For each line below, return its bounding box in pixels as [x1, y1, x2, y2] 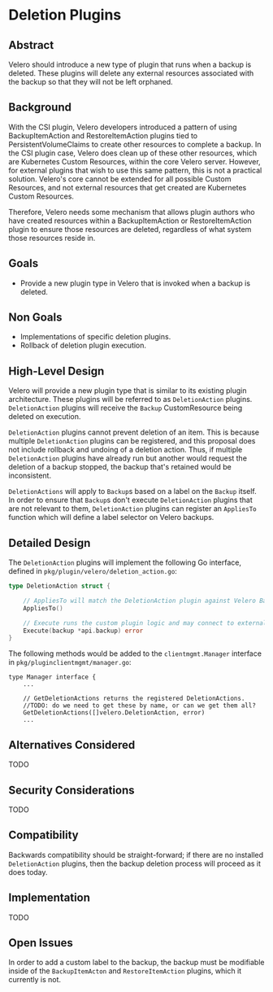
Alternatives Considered [8, 738, 136, 752]
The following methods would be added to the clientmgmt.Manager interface [8, 649, 262, 658]
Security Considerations [8, 783, 136, 797]
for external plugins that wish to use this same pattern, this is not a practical [8, 165, 262, 175]
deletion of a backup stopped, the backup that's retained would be [8, 462, 232, 472]
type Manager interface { [8, 673, 96, 681]
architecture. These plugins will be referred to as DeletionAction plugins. [8, 395, 253, 404]
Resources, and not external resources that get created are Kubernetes [8, 182, 247, 192]
